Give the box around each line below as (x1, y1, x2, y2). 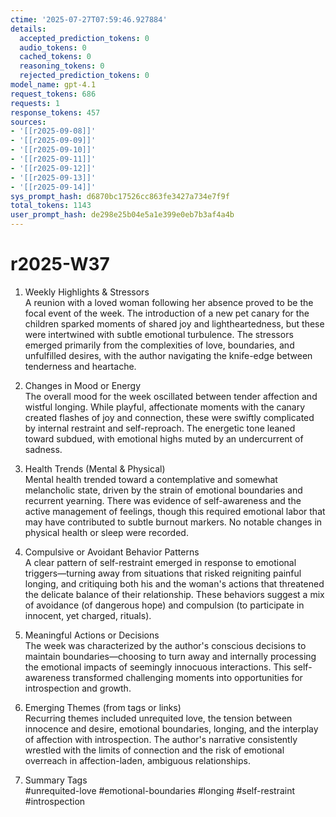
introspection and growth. (24, 682, 132, 694)
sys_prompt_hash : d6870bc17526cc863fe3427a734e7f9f (10, 191, 230, 201)
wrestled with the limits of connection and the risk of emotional (24, 744, 285, 756)
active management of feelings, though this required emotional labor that (24, 505, 326, 517)
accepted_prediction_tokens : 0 (19, 33, 150, 43)
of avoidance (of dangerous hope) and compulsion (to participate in (24, 599, 305, 611)
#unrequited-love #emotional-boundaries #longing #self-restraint (24, 784, 296, 796)
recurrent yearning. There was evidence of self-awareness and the (24, 494, 302, 506)
